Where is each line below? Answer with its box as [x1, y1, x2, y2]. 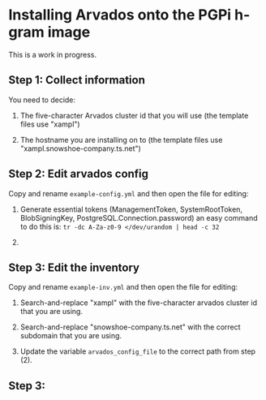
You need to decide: [8, 95, 75, 105]
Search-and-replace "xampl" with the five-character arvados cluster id [19, 298, 258, 308]
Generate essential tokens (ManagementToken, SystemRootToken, [19, 204, 243, 214]
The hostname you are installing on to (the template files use [19, 135, 223, 144]
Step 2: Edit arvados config [8, 167, 148, 181]
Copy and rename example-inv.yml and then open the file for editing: [8, 282, 238, 292]
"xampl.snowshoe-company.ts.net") [19, 144, 142, 153]
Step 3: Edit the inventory [8, 260, 140, 274]
